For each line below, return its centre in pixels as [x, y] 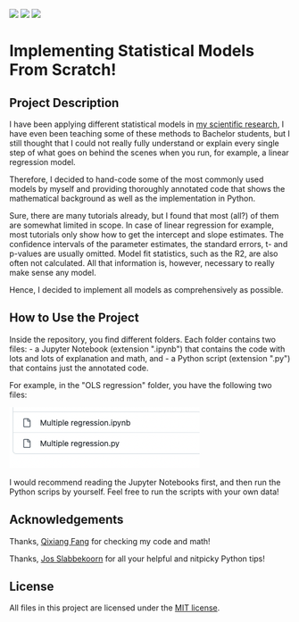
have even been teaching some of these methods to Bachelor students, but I [149, 133]
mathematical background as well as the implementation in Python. [133, 198]
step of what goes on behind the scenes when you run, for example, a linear [149, 153]
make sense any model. [53, 273]
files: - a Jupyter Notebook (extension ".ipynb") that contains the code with [147, 349]
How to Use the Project [75, 318]
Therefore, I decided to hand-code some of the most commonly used [137, 179]
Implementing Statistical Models [132, 51]
